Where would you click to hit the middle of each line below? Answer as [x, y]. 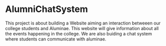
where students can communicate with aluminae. [56, 39]
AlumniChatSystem [47, 9]
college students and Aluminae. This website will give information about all [82, 28]
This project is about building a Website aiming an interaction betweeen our [83, 23]
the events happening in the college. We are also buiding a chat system [79, 33]
